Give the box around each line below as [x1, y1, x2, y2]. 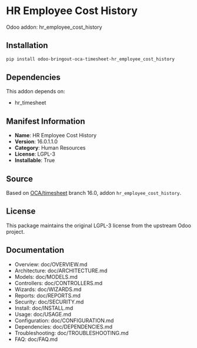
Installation [6, 40, 48, 50]
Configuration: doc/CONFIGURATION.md [14, 317, 114, 324]
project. [6, 228, 25, 235]
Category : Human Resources [14, 144, 86, 151]
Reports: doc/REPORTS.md [14, 292, 81, 299]
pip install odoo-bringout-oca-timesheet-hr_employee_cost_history [6, 56, 175, 62]
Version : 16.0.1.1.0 [14, 138, 58, 145]
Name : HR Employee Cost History [14, 132, 97, 139]
